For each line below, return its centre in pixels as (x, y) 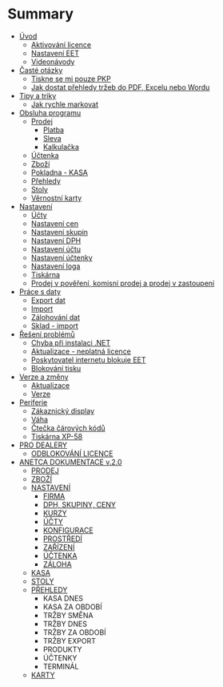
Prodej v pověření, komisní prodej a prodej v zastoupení (123, 283)
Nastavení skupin (60, 232)
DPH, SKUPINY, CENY (80, 504)
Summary (40, 14)
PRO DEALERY (43, 445)
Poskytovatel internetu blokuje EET (88, 360)
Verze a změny (44, 377)
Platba (54, 130)
